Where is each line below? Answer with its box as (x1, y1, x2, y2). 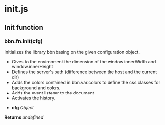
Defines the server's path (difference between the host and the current (11, 69, 157, 75)
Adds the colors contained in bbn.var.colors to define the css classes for (11, 79, 161, 85)
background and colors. (11, 85, 61, 91)
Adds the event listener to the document (11, 90, 94, 95)
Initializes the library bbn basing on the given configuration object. (4, 49, 140, 55)
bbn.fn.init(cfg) (4, 38, 43, 45)
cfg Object (11, 104, 34, 110)
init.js (4, 3, 28, 15)
